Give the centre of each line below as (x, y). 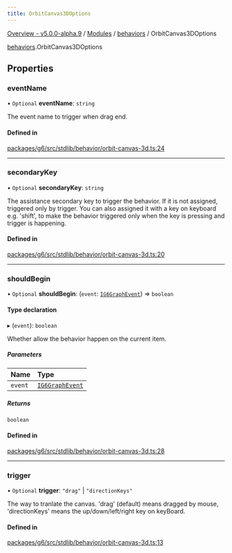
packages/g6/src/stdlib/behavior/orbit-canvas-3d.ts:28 (86, 450)
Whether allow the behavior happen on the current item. (87, 339)
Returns (19, 403)
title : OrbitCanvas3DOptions (49, 14)
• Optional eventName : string (51, 103)
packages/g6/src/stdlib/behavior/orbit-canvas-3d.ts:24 (86, 148)
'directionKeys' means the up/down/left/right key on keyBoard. (96, 511)
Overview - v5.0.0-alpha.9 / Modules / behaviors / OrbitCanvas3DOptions (112, 33)
